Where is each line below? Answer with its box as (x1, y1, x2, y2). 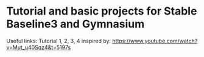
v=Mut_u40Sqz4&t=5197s (6, 44, 71, 51)
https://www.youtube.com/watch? (112, 37, 198, 44)
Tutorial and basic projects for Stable (6, 4, 197, 18)
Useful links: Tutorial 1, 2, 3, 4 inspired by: (6, 37, 111, 44)
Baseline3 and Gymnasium (6, 17, 145, 31)
